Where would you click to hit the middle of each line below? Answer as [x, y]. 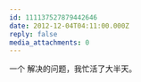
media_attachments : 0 [50, 42]
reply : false [33, 34]
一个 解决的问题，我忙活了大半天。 [73, 69]
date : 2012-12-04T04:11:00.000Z [69, 26]
